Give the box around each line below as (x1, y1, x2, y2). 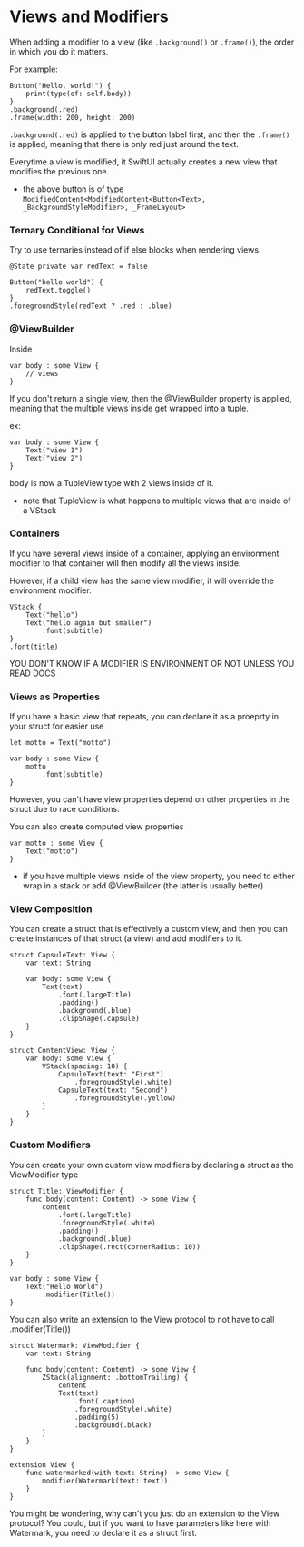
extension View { (9, 1460, 75, 1469)
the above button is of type (22, 183, 124, 194)
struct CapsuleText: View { (9, 951, 116, 960)
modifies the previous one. (9, 165, 110, 176)
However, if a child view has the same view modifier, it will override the (9, 575, 274, 586)
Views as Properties (9, 690, 100, 703)
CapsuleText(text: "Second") (57, 1086, 169, 1096)
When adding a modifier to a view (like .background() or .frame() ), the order (9, 36, 295, 47)
